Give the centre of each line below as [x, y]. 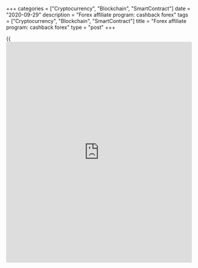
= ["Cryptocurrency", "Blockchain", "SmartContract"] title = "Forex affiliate [96, 21]
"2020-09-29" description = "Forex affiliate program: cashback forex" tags [97, 15]
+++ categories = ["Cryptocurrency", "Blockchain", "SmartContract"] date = [98, 9]
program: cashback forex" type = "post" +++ [61, 27]
